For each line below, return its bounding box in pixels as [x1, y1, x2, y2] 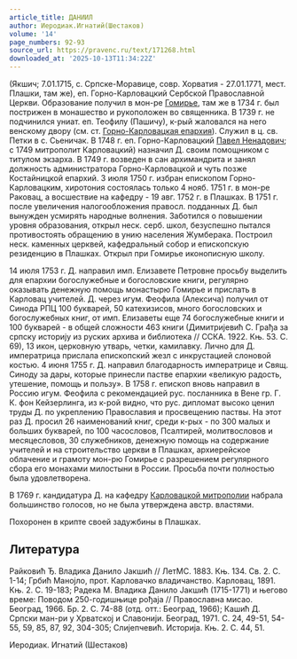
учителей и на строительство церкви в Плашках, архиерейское [9, 444, 251, 455]
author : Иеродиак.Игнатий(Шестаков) [9, 21, 145, 30]
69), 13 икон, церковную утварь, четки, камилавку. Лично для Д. [9, 341, 255, 351]
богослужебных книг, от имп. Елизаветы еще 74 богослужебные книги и [9, 312, 285, 323]
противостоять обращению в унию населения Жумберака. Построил [9, 230, 273, 239]
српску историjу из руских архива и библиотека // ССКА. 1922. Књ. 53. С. [9, 332, 288, 341]
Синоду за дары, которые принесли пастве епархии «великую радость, [9, 369, 282, 380]
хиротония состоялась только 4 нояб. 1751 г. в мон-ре [65, 183, 270, 192]
